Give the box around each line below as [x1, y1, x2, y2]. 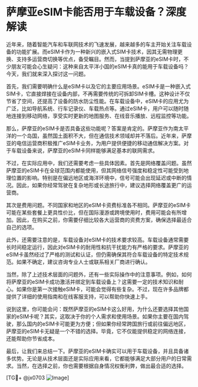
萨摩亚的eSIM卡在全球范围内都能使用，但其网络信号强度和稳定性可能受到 [6, 166, 184, 174]
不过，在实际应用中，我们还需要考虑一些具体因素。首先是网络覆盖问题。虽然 [6, 159, 192, 166]
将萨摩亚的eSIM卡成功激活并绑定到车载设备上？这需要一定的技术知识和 [6, 278, 179, 285]
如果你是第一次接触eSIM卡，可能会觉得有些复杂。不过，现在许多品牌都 [16, 286, 189, 293]
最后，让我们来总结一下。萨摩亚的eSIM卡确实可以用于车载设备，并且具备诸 [6, 347, 189, 355]
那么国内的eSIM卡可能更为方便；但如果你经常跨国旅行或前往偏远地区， [16, 320, 189, 327]
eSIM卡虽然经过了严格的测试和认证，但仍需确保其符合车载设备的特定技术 [6, 251, 184, 258]
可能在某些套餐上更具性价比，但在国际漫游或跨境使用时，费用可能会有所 [6, 209, 181, 216]
